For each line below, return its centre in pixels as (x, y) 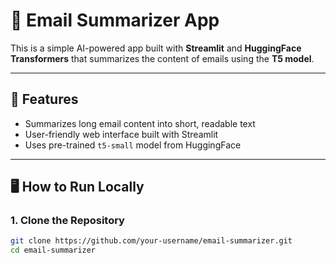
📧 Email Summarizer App (115, 20)
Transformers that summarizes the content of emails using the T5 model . (162, 58)
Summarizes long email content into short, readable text (140, 123)
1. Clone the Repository (67, 221)
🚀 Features (44, 99)
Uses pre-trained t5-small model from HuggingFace (133, 145)
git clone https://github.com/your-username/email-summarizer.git (151, 241)
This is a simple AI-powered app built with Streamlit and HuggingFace (156, 48)
